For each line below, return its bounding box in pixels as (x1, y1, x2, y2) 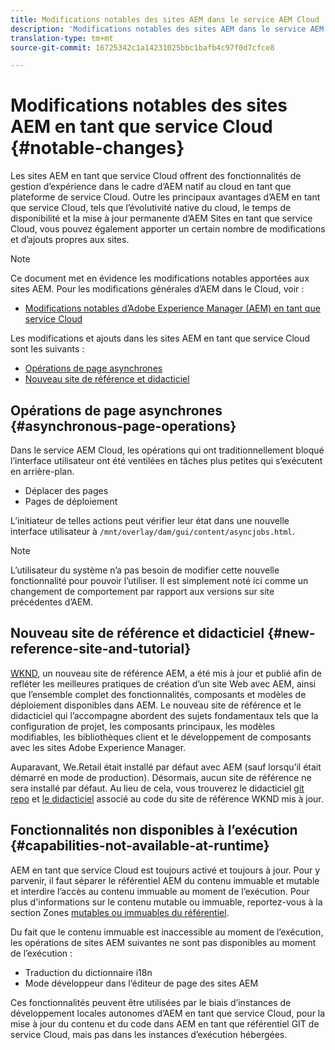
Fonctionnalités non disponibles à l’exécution (10, 822, 298, 839)
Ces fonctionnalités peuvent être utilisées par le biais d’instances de (10, 996, 292, 1008)
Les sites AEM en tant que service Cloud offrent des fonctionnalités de (10, 170, 302, 182)
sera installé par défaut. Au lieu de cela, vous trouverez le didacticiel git (10, 782, 305, 794)
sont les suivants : (10, 343, 85, 355)
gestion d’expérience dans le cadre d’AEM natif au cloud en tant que (10, 181, 292, 193)
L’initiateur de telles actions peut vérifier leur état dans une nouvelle (10, 515, 290, 526)
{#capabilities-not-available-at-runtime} (10, 837, 270, 855)
